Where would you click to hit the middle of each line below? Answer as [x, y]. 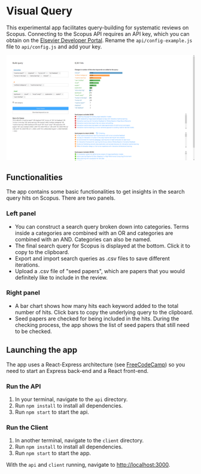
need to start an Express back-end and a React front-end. [77, 371]
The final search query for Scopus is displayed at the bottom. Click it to [102, 246]
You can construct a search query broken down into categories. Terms [102, 227]
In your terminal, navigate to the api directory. [71, 399]
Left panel [21, 213]
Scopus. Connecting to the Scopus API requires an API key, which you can [98, 33]
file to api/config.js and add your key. [54, 47]
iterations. [27, 265]
